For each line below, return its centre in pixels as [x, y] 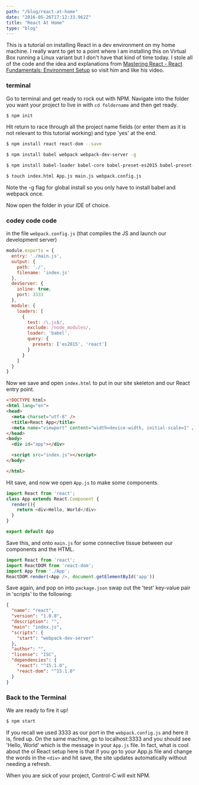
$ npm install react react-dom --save [54, 144]
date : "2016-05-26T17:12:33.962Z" [49, 17]
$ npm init [20, 116]
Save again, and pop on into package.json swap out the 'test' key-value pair [98, 588]
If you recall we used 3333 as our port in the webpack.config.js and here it [97, 732]
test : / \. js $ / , [46, 322]
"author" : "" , [29, 649]
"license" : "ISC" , [34, 655]
